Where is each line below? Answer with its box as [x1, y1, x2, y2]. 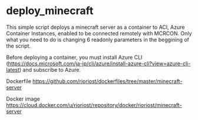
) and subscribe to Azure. [19, 66, 81, 73]
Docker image [6, 95, 40, 102]
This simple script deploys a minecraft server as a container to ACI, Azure [6, 24, 185, 31]
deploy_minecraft [6, 4, 94, 18]
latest [6, 66, 19, 73]
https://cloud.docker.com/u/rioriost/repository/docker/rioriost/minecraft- [6, 101, 182, 108]
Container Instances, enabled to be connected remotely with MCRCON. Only [6, 29, 192, 36]
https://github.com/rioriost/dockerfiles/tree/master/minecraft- [32, 78, 183, 85]
